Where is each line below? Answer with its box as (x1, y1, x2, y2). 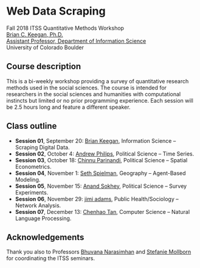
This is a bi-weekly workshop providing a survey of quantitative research (6, 77, 189, 84)
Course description (6, 61, 81, 72)
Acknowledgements (6, 232, 84, 242)
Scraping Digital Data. (15, 143, 70, 151)
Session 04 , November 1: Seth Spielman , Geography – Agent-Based (15, 169, 187, 177)
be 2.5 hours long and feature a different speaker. (6, 103, 131, 111)
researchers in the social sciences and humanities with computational (6, 90, 181, 98)
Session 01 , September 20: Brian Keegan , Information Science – (15, 137, 176, 144)
